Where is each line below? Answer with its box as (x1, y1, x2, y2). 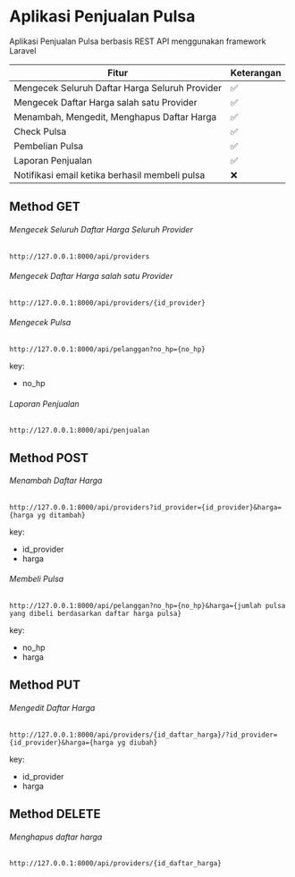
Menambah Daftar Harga (9, 476, 103, 486)
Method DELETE (9, 806, 101, 822)
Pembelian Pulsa (13, 139, 84, 152)
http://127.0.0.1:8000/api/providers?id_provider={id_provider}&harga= (9, 502, 282, 511)
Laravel (9, 45, 37, 55)
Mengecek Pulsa (9, 317, 72, 328)
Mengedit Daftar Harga (9, 702, 96, 713)
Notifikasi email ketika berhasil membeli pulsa (13, 168, 206, 181)
